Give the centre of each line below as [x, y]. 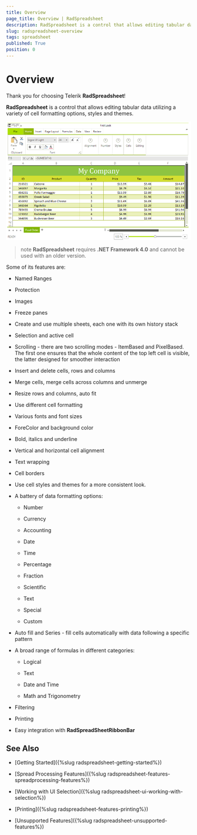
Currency [35, 519]
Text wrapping [32, 462]
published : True [26, 44]
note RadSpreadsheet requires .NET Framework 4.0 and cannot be [102, 249]
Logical [32, 662]
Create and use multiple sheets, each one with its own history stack [96, 324]
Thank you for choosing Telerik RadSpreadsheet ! [66, 96]
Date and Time [41, 684]
